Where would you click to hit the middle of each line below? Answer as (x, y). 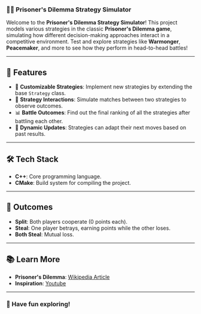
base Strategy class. (40, 93)
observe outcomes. (39, 106)
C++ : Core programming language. (58, 176)
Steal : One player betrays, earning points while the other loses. (92, 228)
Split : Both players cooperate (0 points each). (71, 221)
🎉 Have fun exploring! (38, 304)
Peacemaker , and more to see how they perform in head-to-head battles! (97, 48)
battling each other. (39, 121)
